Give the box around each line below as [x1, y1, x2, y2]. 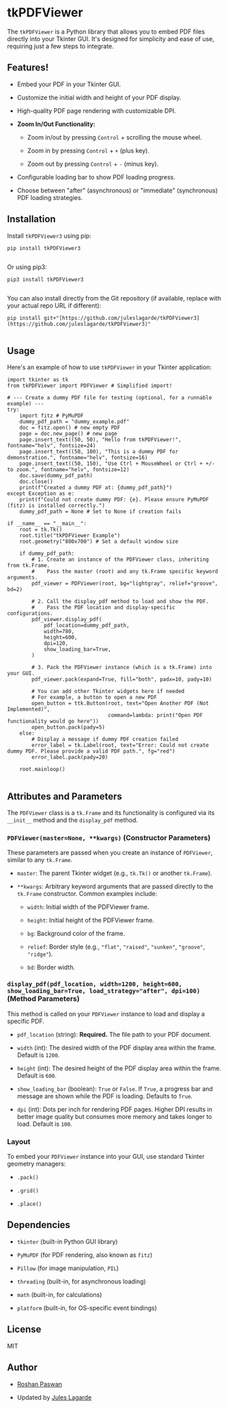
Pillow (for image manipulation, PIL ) [16, 1264, 119, 1272]
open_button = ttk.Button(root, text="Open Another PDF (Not [31, 700, 210, 707]
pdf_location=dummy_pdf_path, [43, 622, 130, 629]
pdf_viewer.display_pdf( [31, 616, 102, 623]
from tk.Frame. [7, 562, 51, 569]
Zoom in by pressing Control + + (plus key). [27, 146, 150, 155]
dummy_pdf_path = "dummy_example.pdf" [19, 418, 130, 425]
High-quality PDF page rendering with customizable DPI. [16, 106, 176, 114]
